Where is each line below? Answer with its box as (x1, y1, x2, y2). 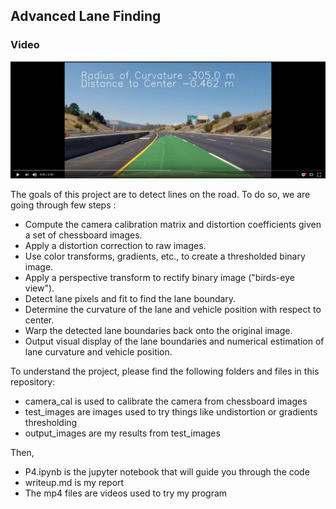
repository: (10, 375, 56, 388)
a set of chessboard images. (24, 229, 143, 241)
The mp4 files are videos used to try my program (24, 487, 228, 499)
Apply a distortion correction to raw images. (24, 239, 207, 251)
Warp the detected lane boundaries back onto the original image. (24, 324, 293, 336)
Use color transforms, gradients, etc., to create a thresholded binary (24, 250, 306, 262)
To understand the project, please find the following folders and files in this (10, 365, 320, 377)
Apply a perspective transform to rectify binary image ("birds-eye (24, 271, 295, 283)
